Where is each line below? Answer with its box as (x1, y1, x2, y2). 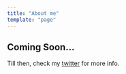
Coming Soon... (7, 41, 75, 53)
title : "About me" (7, 10, 59, 17)
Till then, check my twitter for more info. (7, 59, 120, 68)
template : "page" (7, 16, 57, 23)
